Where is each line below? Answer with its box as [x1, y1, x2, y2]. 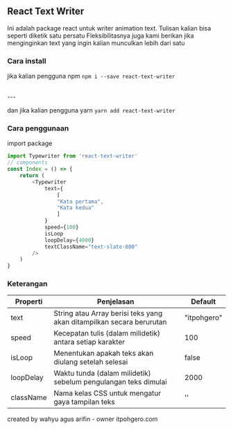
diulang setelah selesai [53, 357, 128, 367]
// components [7, 159, 49, 166]
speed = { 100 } [44, 224, 79, 231]
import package [7, 139, 53, 148]
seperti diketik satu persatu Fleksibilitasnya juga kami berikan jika [7, 31, 194, 40]
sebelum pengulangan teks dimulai [53, 377, 168, 387]
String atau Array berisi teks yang [53, 308, 163, 318]
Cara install [7, 56, 46, 65]
